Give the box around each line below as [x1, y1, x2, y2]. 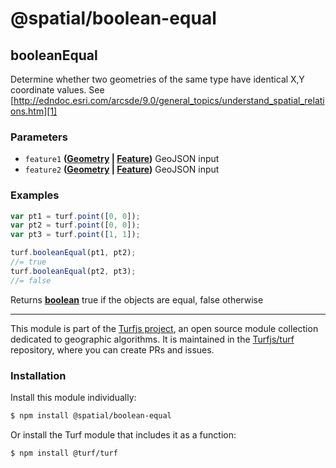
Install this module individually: [10, 392, 137, 404]
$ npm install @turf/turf [10, 448, 118, 458]
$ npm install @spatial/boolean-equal [10, 411, 172, 421]
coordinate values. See [10, 84, 105, 96]
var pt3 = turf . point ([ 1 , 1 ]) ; [10, 230, 141, 240]
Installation [10, 368, 67, 382]
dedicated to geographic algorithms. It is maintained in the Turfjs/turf [10, 333, 295, 345]
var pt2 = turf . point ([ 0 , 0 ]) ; [10, 220, 141, 231]
